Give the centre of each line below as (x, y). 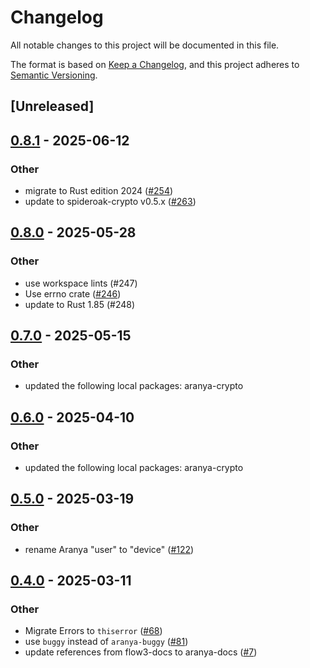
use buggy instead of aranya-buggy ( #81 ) (106, 642)
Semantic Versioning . (54, 75)
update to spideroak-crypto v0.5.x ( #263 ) (110, 202)
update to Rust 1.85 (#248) (80, 304)
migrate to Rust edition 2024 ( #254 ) (99, 191)
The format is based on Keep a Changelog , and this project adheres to (155, 64)
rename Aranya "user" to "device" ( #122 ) (109, 549)
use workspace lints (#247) (81, 283)
